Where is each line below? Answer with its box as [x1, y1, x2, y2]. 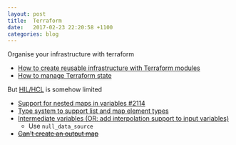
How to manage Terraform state [17, 71, 112, 80]
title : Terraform [7, 17, 62, 24]
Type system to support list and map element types [17, 106, 169, 115]
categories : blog [7, 30, 59, 38]
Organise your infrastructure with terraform [7, 50, 135, 59]
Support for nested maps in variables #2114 [17, 99, 146, 108]
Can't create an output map [17, 129, 98, 138]
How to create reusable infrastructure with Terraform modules [17, 64, 201, 72]
